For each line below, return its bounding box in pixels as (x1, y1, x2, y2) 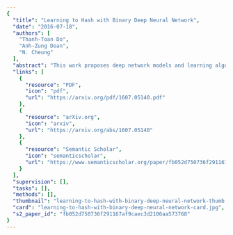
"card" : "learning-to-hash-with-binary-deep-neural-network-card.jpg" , (13, 204, 225, 211)
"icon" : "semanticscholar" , (24, 152, 107, 160)
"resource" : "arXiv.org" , (24, 113, 100, 120)
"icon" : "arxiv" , (24, 120, 76, 127)
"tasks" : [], (13, 185, 51, 192)
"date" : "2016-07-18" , (13, 23, 79, 30)
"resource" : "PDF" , (24, 81, 81, 88)
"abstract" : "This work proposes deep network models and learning (13, 62, 213, 69)
